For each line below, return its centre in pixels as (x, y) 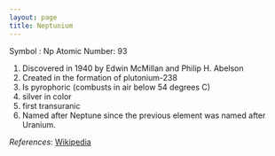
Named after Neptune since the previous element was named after (144, 115)
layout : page (33, 17)
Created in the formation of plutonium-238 (99, 77)
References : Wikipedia (50, 142)
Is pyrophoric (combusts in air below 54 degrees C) (116, 87)
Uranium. (39, 124)
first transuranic (51, 105)
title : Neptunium (41, 26)
